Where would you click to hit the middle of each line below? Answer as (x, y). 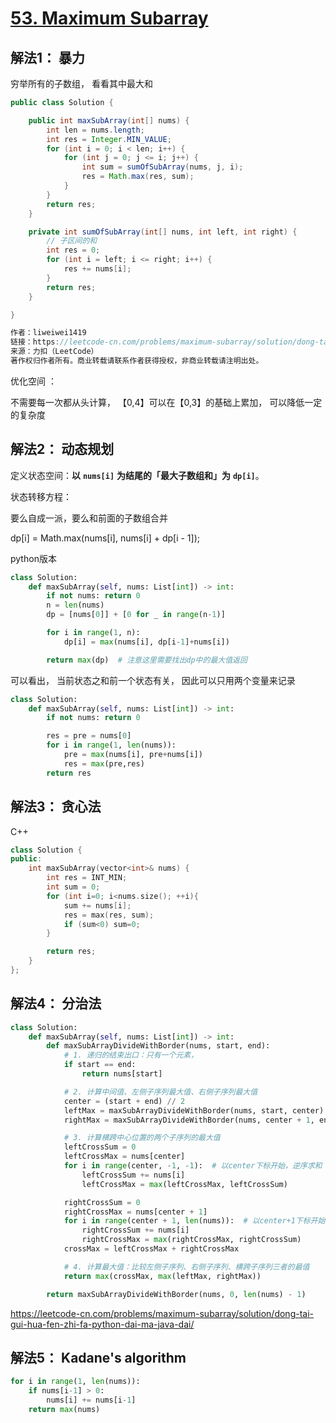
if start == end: (100, 1065)
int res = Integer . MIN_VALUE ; (109, 139)
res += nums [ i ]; (97, 269)
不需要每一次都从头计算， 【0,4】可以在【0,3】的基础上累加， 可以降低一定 (166, 402)
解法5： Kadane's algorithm (98, 1357)
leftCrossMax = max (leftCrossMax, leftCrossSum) (184, 1184)
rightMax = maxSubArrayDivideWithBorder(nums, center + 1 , (189, 1120)
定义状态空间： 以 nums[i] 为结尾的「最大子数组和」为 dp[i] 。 (137, 475)
